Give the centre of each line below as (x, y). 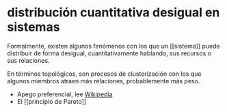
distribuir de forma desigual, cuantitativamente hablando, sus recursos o (109, 53)
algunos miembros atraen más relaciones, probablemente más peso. (104, 81)
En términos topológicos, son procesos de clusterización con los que (104, 74)
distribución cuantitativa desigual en (113, 13)
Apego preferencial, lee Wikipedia (65, 94)
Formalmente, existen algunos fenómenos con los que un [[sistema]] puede (113, 46)
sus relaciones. (28, 60)
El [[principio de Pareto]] (52, 101)
